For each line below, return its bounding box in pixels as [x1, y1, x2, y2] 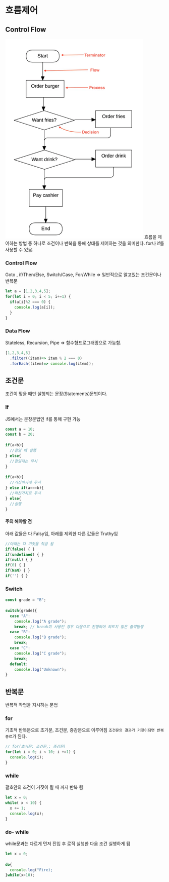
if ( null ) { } [5, 557, 33, 562]
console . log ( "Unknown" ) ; [14, 667, 67, 672]
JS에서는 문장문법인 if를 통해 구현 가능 [5, 416, 81, 422]
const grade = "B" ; [5, 597, 46, 603]
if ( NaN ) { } [5, 568, 30, 573]
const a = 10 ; [5, 427, 35, 432]
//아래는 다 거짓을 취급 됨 [5, 541, 54, 546]
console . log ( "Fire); [10, 867, 53, 872]
